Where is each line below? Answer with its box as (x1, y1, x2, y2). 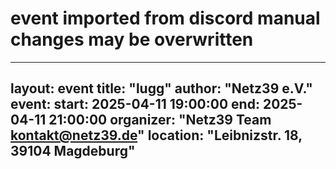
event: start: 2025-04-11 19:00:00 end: (10, 96, 260, 113)
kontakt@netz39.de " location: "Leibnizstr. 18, (10, 127, 303, 144)
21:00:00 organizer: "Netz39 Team (48, 112, 272, 129)
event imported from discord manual (10, 7, 321, 30)
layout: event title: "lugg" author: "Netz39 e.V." (10, 80, 313, 97)
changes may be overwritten (10, 28, 254, 51)
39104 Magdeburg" (10, 143, 136, 160)
